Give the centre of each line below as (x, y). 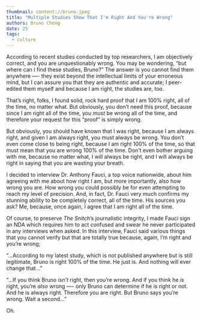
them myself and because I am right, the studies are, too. (94, 89)
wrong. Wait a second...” (37, 299)
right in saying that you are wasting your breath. (65, 163)
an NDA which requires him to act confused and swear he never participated (101, 225)
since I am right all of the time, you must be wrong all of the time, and (92, 113)
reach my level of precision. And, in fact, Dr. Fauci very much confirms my (98, 194)
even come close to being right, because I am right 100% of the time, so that (101, 144)
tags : (13, 34)
